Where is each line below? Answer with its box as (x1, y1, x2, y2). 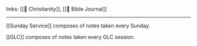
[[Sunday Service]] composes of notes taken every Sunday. (6, 22, 151, 29)
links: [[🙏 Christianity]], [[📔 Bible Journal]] (6, 6, 107, 12)
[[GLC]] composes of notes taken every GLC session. (6, 34, 135, 40)
